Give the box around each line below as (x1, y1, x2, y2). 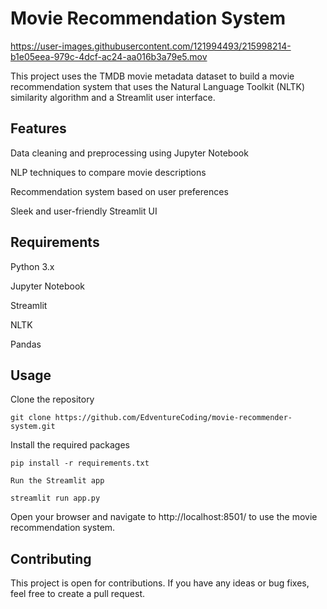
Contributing (10, 550, 92, 567)
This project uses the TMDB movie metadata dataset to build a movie (10, 70, 295, 82)
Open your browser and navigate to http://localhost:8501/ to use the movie (10, 511, 318, 523)
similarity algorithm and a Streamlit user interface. (10, 91, 216, 103)
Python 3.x (10, 260, 55, 272)
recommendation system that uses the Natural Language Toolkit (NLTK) (10, 80, 306, 92)
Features (10, 120, 67, 137)
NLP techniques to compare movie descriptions (10, 166, 207, 178)
